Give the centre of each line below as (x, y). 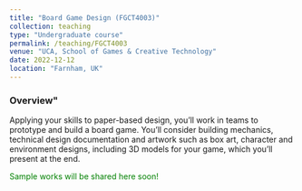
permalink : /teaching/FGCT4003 (68, 43)
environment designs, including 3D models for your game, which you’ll (141, 149)
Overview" (34, 100)
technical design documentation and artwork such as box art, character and (151, 140)
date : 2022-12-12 (42, 60)
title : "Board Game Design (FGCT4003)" (85, 18)
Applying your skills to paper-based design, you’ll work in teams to (134, 120)
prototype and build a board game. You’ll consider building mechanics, (141, 130)
